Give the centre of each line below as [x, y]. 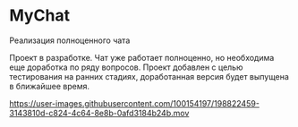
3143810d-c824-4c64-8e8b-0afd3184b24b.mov [99, 113]
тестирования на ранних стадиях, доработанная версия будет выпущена [149, 76]
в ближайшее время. [49, 86]
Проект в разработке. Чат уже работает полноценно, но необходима [142, 57]
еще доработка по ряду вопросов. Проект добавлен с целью [126, 67]
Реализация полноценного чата [70, 40]
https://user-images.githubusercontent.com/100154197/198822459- [134, 103]
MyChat [39, 16]
